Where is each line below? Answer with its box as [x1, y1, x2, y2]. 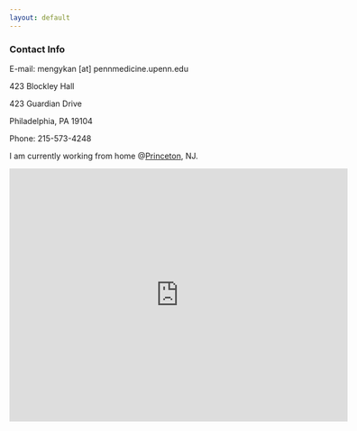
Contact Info [9, 42, 66, 55]
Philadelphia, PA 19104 [9, 115, 93, 126]
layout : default [9, 13, 70, 22]
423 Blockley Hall [9, 80, 75, 91]
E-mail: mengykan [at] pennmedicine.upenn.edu [9, 63, 189, 74]
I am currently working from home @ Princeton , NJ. [9, 150, 198, 161]
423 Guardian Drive [9, 98, 83, 109]
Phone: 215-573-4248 [9, 132, 92, 144]
